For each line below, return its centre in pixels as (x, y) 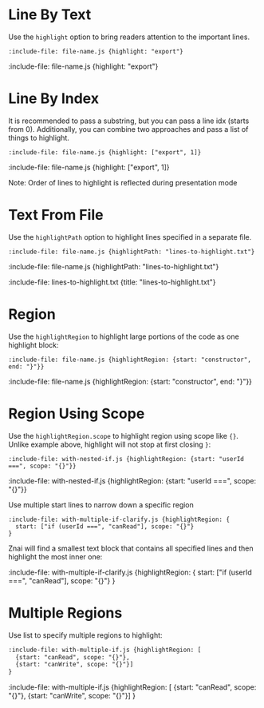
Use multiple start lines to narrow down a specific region (101, 504)
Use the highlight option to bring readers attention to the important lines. (129, 37)
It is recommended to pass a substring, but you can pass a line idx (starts (129, 121)
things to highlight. (39, 137)
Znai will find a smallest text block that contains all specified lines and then (131, 548)
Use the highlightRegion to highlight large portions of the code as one (124, 336)
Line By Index (54, 99)
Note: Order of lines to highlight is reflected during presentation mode (123, 182)
